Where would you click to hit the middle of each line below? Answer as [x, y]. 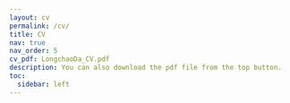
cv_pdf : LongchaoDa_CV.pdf [60, 59]
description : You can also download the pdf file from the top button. [145, 68]
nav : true [28, 43]
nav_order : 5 [34, 51]
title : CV [28, 34]
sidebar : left [43, 84]
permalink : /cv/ [39, 26]
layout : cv [30, 17]
